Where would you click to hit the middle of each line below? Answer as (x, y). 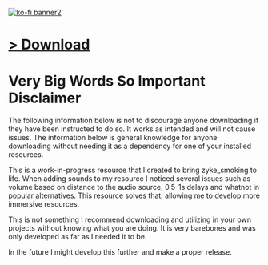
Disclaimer (45, 98)
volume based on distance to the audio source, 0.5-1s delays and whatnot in (134, 187)
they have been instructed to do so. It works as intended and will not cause (132, 129)
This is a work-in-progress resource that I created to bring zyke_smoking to (133, 170)
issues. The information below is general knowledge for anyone (113, 138)
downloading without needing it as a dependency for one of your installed (130, 146)
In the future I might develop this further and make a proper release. (120, 252)
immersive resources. (44, 204)
